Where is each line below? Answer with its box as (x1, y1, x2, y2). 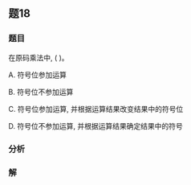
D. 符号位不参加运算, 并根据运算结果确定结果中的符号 (8, 121, 183, 130)
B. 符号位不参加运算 (8, 87, 74, 97)
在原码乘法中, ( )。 (8, 52, 70, 62)
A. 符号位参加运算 (8, 70, 67, 80)
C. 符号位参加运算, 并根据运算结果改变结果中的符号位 (8, 104, 184, 113)
